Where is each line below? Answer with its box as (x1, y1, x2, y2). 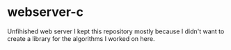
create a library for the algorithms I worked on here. (7, 34, 155, 42)
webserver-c (7, 4, 83, 20)
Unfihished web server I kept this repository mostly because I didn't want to (7, 27, 225, 35)
